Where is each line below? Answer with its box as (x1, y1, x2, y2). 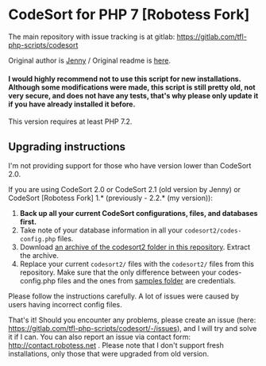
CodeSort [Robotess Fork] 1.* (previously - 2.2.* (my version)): (8, 193, 213, 202)
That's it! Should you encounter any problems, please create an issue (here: (8, 315, 256, 325)
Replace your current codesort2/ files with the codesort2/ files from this (19, 259, 254, 268)
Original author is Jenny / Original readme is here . (8, 56, 172, 65)
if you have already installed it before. (8, 99, 136, 109)
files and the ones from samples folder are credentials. (57, 275, 237, 285)
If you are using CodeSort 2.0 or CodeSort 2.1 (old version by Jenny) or (8, 184, 241, 194)
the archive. (19, 250, 60, 260)
